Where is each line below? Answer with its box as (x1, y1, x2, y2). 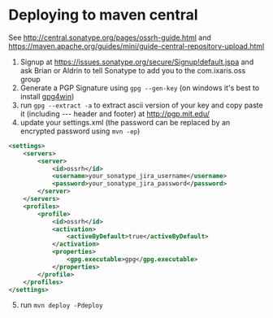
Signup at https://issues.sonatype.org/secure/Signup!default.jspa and (19, 57, 254, 67)
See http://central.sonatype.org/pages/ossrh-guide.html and (8, 33, 211, 42)
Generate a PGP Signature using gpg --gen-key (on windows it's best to (19, 83, 260, 93)
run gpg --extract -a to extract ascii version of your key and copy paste (19, 100, 263, 110)
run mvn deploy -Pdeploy (19, 300, 103, 310)
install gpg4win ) (19, 91, 75, 101)
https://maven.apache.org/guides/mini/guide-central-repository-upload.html (8, 41, 265, 50)
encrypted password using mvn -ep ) (19, 126, 141, 136)
